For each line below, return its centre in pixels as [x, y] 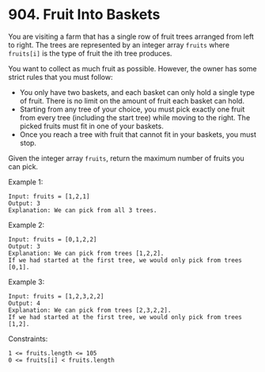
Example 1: [26, 182]
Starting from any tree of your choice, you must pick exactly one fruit [132, 109]
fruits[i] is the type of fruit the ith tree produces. [90, 53]
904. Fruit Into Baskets [84, 15]
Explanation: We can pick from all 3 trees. [83, 210]
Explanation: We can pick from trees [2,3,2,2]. [90, 310]
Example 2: [26, 225]
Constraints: [28, 339]
